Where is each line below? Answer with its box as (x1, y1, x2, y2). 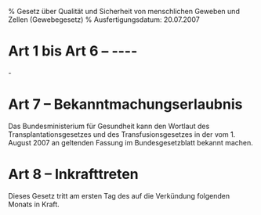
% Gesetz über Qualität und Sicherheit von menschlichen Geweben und (8, 7, 241, 16)
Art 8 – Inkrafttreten (8, 166, 139, 183)
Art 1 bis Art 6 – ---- (8, 42, 138, 60)
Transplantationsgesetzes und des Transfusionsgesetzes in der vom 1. (8, 129, 236, 139)
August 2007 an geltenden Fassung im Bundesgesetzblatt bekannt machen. (8, 138, 253, 147)
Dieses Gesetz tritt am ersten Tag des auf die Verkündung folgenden (8, 191, 230, 200)
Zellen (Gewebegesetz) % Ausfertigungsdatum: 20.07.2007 (8, 15, 200, 24)
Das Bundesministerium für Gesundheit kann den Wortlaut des (8, 121, 210, 131)
